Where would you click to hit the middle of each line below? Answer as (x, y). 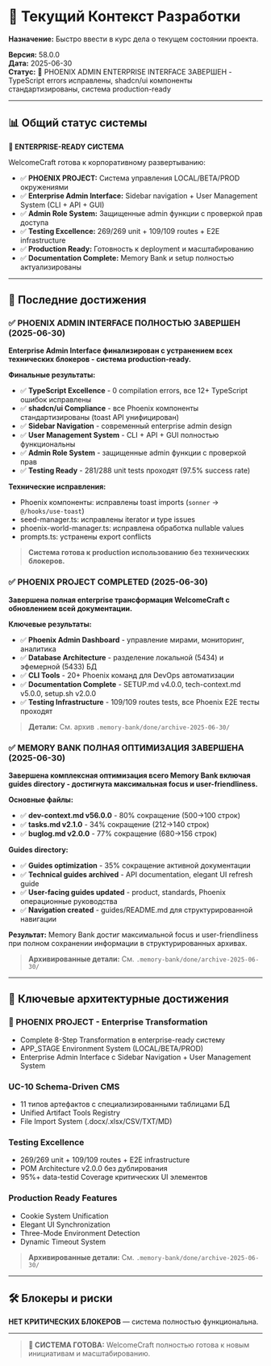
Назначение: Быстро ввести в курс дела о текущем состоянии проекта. (133, 39)
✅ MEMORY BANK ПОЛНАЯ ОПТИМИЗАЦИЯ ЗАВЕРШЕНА (126, 748)
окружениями (44, 187)
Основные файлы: (41, 800)
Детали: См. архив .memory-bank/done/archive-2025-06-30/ (129, 727)
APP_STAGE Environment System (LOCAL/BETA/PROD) (112, 1048)
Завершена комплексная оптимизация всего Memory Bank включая (130, 775)
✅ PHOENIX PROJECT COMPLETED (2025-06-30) (108, 582)
